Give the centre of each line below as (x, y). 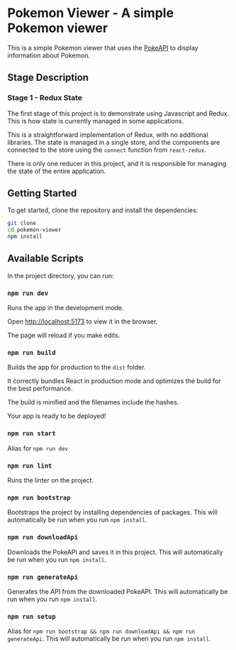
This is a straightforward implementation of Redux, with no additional (108, 134)
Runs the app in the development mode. (66, 308)
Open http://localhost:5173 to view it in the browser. (83, 321)
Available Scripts (45, 259)
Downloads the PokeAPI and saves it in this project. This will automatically (115, 552)
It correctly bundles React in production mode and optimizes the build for (114, 381)
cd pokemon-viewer (34, 230)
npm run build (32, 353)
